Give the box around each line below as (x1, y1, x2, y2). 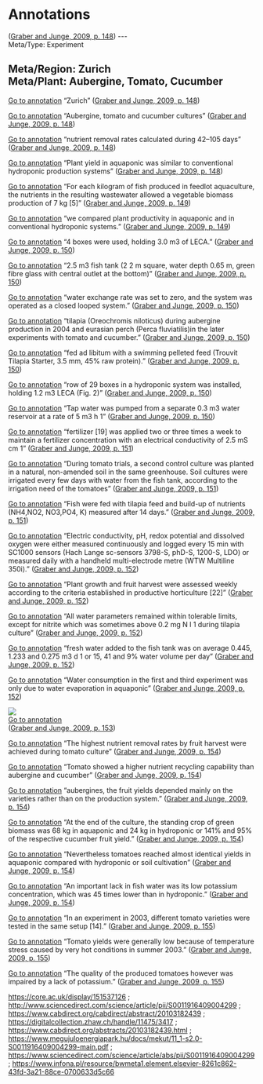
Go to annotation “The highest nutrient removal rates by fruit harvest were (8, 738, 247, 747)
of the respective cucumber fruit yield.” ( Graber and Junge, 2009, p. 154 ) (8, 834, 244, 843)
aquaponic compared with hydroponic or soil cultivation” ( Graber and (8, 857, 232, 867)
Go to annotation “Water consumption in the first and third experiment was (8, 675, 248, 684)
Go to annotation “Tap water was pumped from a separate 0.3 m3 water (8, 403, 240, 413)
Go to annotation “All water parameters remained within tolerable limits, (8, 611, 237, 621)
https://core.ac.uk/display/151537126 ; (8, 991, 131, 1002)
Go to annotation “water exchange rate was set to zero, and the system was (8, 292, 253, 301)
